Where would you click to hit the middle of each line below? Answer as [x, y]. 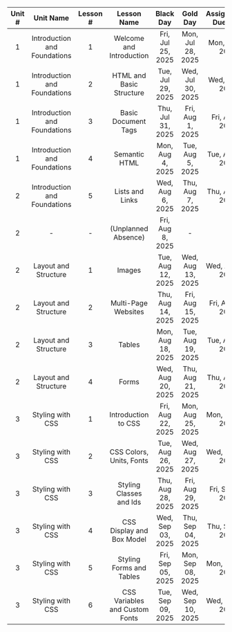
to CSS [129, 423]
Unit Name [51, 18]
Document [129, 121]
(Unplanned [129, 229]
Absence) [129, 237]
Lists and [129, 191]
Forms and [129, 568]
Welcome [129, 38]
